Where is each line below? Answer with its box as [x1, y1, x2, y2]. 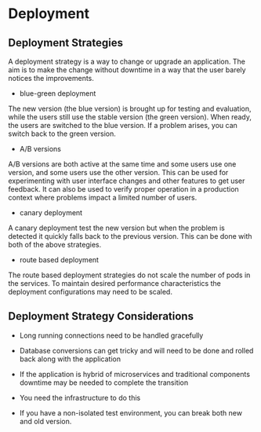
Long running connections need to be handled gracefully [19, 331, 204, 340]
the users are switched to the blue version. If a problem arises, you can [8, 121, 237, 130]
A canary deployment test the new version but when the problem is [8, 223, 225, 232]
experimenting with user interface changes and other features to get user [8, 176, 245, 185]
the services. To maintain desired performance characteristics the [8, 279, 221, 287]
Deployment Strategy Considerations [8, 309, 194, 323]
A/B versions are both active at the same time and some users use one [8, 159, 237, 169]
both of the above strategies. [8, 240, 102, 249]
